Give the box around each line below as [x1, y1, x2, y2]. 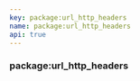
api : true [9, 30, 47, 39]
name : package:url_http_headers [9, 22, 131, 31]
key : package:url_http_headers [9, 13, 127, 22]
